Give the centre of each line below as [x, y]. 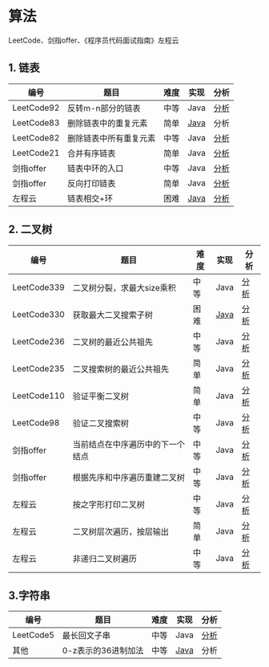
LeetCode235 [39, 368]
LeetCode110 [39, 396]
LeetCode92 [36, 108]
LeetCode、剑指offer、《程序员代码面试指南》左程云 [94, 40]
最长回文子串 [86, 636]
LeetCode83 [36, 123]
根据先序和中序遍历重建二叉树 [129, 477]
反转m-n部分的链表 [104, 108]
